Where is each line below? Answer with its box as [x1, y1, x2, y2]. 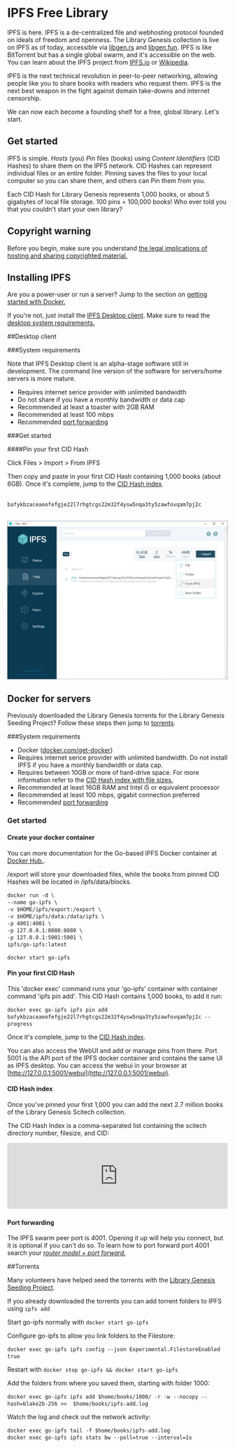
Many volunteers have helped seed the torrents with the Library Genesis [7, 1276, 215, 1284]
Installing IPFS [7, 272, 71, 284]
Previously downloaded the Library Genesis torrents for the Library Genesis [7, 711, 225, 720]
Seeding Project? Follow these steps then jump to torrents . [7, 719, 176, 727]
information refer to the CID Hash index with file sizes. [17, 776, 173, 784]
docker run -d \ [7, 891, 55, 899]
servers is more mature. [7, 374, 76, 383]
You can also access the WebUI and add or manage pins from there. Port [7, 1046, 218, 1054]
